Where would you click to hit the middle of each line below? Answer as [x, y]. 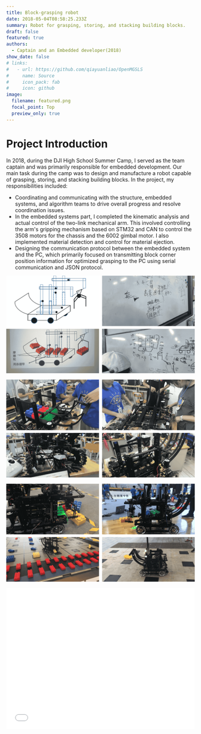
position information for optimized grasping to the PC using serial [95, 261]
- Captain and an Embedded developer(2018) [66, 51]
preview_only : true [36, 114]
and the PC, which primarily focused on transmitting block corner [95, 255]
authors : [17, 44]
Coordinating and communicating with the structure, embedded [93, 197]
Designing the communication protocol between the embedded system [102, 248]
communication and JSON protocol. [59, 267]
